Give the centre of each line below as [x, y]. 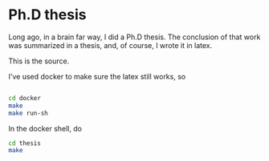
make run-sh [28, 113]
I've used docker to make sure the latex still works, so [97, 76]
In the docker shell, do [45, 128]
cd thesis [25, 143]
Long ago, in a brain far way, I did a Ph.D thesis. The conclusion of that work [134, 37]
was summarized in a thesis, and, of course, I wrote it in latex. [110, 45]
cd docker [25, 98]
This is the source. [39, 61]
